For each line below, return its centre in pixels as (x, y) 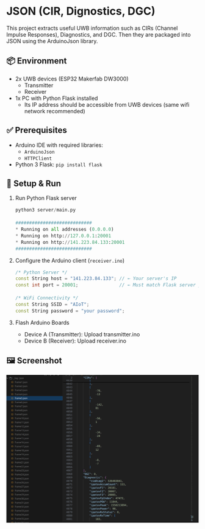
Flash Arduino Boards (42, 322)
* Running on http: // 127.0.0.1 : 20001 (63, 236)
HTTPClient (38, 158)
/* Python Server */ (41, 272)
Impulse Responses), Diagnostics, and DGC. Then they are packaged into (99, 34)
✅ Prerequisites (37, 130)
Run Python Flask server (46, 198)
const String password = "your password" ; (70, 311)
